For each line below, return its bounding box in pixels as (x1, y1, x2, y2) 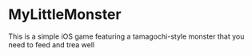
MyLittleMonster (8, 6, 122, 24)
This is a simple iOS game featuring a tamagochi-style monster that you (8, 32, 245, 41)
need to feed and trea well (8, 39, 94, 49)
